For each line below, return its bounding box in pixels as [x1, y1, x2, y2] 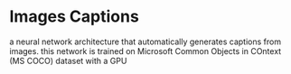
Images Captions [9, 6, 140, 27]
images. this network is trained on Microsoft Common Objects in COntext [9, 45, 282, 56]
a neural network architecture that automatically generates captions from [9, 36, 282, 47]
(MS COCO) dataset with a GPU [9, 55, 127, 66]
